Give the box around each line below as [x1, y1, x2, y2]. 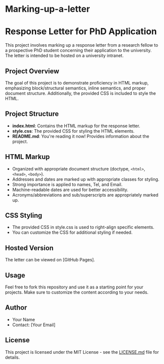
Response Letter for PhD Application [5, 26, 157, 37]
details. [5, 354, 20, 360]
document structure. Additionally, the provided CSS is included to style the [5, 90, 156, 96]
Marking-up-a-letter [5, 3, 90, 15]
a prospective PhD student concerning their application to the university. [5, 48, 152, 54]
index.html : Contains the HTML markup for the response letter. [12, 123, 140, 129]
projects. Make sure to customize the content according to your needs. [5, 289, 149, 295]
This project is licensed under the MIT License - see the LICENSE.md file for [5, 349, 159, 355]
